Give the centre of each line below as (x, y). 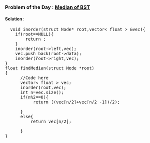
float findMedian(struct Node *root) (50, 68)
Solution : (15, 19)
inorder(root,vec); (43, 88)
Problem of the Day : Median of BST (48, 7)
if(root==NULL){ (35, 34)
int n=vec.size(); (42, 93)
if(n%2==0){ (34, 97)
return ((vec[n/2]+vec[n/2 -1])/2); (76, 102)
